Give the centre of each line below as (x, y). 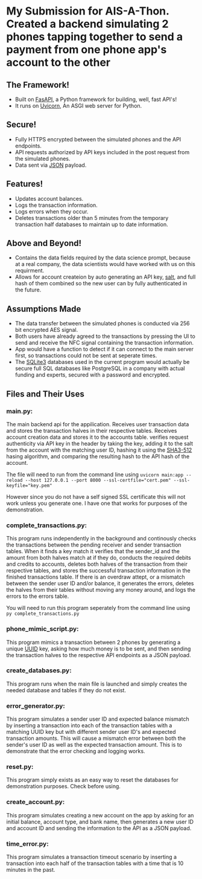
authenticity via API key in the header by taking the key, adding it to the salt (99, 443)
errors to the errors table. (38, 596)
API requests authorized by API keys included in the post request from (102, 152)
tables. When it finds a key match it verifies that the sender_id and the (93, 551)
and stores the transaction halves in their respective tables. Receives (92, 430)
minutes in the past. (31, 870)
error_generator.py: (36, 705)
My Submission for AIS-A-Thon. (88, 11)
